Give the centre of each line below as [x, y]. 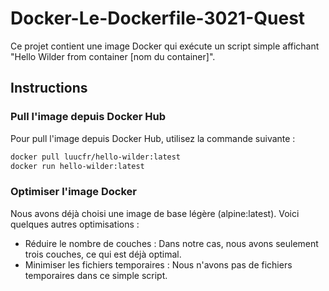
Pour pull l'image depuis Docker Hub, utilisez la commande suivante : [153, 138]
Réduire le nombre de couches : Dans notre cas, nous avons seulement [171, 243]
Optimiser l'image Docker [73, 192]
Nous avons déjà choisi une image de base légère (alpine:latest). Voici [155, 213]
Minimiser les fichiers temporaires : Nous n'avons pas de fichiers [158, 264]
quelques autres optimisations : [75, 224]
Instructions [49, 88]
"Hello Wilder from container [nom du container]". [113, 56]
